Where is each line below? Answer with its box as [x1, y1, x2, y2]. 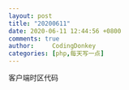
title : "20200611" [8, 19, 71, 28]
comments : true [8, 34, 60, 43]
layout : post [8, 11, 53, 20]
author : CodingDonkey [8, 42, 96, 50]
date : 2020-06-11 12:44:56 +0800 [8, 27, 122, 35]
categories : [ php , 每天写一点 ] [8, 49, 105, 58]
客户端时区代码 [8, 73, 58, 82]
